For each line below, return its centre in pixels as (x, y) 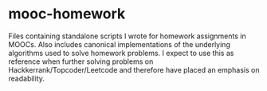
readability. (27, 78)
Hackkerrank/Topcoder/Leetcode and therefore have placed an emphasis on (134, 69)
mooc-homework (67, 14)
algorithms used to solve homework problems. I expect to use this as (121, 53)
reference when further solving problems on (81, 61)
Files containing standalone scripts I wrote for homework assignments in (127, 36)
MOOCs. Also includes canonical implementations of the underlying (120, 44)
